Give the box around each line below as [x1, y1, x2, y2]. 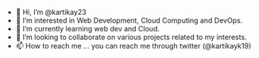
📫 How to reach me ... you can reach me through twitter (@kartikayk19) [15, 42, 252, 50]
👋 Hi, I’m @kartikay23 [15, 8, 87, 16]
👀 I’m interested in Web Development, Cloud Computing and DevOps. [15, 16, 243, 25]
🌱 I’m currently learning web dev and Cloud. [15, 24, 160, 33]
